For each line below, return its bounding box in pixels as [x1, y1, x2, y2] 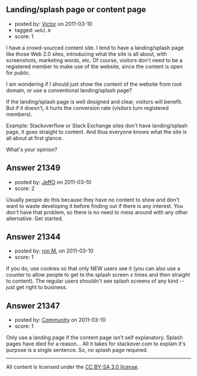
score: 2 [14, 184, 35, 192]
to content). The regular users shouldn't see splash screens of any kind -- [6, 277, 185, 284]
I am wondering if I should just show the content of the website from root [6, 80, 182, 88]
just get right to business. [6, 284, 67, 291]
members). [6, 110, 33, 117]
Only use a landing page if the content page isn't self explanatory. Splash [6, 334, 183, 341]
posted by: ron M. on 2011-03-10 [14, 247, 94, 254]
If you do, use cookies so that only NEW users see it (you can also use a [6, 265, 181, 272]
